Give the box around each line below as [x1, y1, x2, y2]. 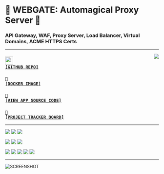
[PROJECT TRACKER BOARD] [5, 114, 64, 120]
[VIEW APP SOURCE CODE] [5, 98, 62, 104]
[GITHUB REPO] [5, 64, 39, 70]
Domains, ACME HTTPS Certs [5, 38, 77, 45]
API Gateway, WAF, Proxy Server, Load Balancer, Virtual [5, 32, 140, 39]
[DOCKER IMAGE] [5, 81, 41, 87]
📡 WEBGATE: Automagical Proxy [5, 4, 139, 16]
